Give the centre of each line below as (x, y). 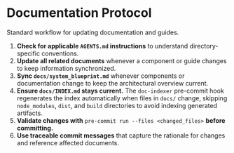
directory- (204, 46)
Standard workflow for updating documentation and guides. (93, 32)
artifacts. (29, 113)
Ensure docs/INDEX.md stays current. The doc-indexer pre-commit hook (121, 91)
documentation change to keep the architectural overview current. (112, 83)
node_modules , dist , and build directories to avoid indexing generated (117, 105)
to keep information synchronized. (66, 68)
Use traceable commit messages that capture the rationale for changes (121, 135)
